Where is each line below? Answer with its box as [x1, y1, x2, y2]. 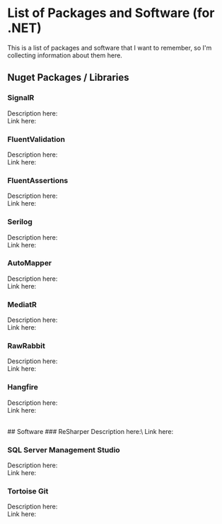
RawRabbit [7, 341, 46, 351]
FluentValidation [7, 134, 66, 144]
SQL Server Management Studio [7, 445, 120, 455]
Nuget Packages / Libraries [7, 72, 129, 84]
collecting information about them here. [7, 51, 122, 60]
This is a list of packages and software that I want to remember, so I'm [7, 43, 212, 52]
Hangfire [7, 382, 39, 392]
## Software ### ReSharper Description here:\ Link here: [7, 427, 174, 435]
